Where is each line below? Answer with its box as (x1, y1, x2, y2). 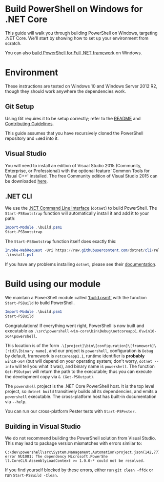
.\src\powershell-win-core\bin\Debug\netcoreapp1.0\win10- (34, 329, 157, 333)
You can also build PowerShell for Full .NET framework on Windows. (5, 50, 143, 56)
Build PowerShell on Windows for (5, 3, 143, 15)
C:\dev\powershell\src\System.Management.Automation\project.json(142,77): (5, 450, 163, 455)
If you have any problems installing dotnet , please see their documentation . (5, 261, 157, 267)
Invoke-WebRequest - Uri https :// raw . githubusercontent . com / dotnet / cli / (5, 248, 154, 253)
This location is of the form (5, 342, 60, 348)
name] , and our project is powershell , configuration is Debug (36, 348, 154, 353)
